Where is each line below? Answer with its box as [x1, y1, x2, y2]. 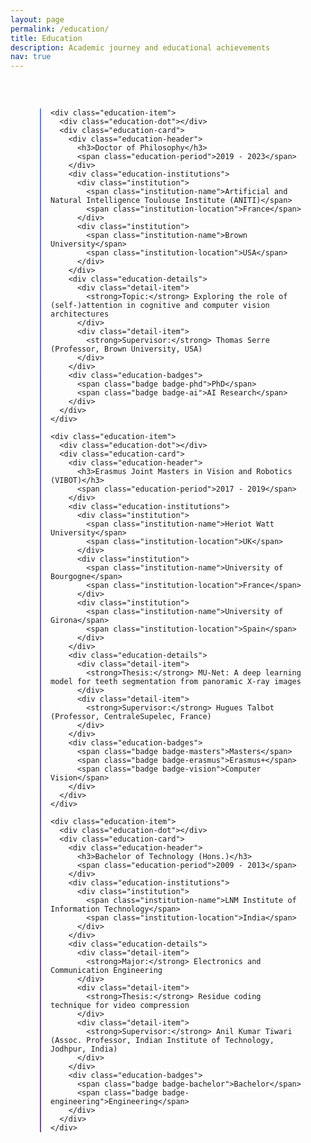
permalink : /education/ [10, 24, 110, 34]
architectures [50, 309, 110, 320]
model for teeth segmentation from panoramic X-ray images [50, 677, 302, 687]
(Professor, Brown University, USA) [50, 344, 203, 355]
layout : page [10, 14, 65, 25]
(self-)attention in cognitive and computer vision [50, 301, 270, 311]
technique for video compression [50, 1001, 190, 1011]
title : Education [10, 33, 83, 43]
